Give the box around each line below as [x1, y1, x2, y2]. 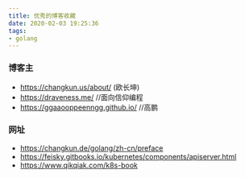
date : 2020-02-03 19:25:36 [8, 19, 99, 27]
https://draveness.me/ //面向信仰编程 [19, 92, 143, 101]
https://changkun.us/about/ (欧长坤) [19, 82, 140, 92]
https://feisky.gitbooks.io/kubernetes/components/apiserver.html [19, 151, 237, 161]
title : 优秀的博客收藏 [8, 11, 77, 20]
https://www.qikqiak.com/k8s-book [19, 160, 139, 170]
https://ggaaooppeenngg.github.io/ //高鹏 [19, 102, 159, 112]
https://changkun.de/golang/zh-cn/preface [19, 143, 164, 153]
